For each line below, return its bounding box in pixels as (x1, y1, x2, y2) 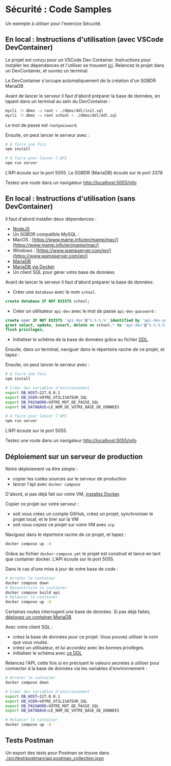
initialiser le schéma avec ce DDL (12, 650, 82, 656)
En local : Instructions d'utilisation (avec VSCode (5, 35, 164, 44)
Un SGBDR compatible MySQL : (12, 231, 79, 237)
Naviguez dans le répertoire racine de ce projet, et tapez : (5, 531, 126, 538)
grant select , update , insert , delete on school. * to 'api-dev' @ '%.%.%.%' (5, 322, 167, 327)
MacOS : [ (12, 236, 34, 243)
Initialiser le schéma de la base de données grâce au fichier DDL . (12, 337, 149, 343)
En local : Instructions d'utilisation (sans (5, 194, 136, 203)
